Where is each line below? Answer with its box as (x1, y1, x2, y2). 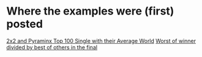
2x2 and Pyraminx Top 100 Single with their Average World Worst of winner (6, 37, 196, 44)
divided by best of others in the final (6, 44, 98, 51)
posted (6, 17, 43, 31)
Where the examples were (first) (6, 4, 174, 18)
